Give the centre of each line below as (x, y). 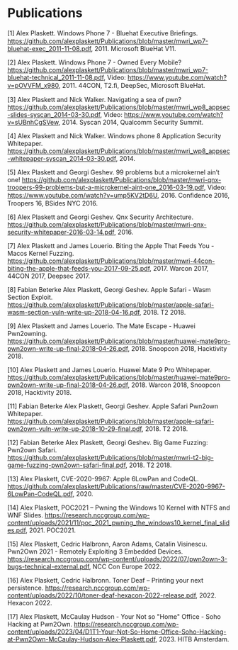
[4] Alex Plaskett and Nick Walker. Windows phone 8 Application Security (114, 135)
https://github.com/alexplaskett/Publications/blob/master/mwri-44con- (111, 261)
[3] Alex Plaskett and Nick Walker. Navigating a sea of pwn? (95, 99)
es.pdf (17, 530)
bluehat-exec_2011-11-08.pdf (49, 48)
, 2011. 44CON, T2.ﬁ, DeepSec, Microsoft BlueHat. (132, 85)
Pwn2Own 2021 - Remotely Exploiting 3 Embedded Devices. (95, 551)
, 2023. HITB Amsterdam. (192, 639)
